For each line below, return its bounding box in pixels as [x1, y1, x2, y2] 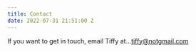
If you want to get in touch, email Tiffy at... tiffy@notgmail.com [7, 36, 189, 45]
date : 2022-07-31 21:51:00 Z [7, 17, 94, 24]
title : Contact [7, 10, 53, 18]
